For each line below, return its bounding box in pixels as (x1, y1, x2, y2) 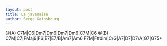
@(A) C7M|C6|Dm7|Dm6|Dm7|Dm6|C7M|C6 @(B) (5, 30, 109, 36)
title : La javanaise (5, 12, 49, 17)
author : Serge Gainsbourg (5, 16, 59, 21)
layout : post (5, 7, 33, 12)
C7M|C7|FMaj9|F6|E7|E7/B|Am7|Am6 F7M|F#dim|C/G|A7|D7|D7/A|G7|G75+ (5, 35, 163, 41)
